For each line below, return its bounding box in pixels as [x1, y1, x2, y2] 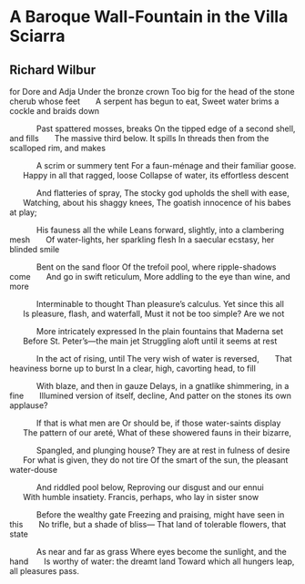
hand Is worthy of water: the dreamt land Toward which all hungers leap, [9, 556, 295, 567]
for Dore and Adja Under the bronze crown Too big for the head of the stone [9, 87, 295, 97]
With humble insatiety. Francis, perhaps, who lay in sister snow [22, 492, 259, 502]
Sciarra [9, 26, 66, 46]
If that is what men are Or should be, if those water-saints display [36, 417, 281, 428]
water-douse [9, 465, 57, 475]
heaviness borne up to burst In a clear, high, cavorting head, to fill [9, 363, 257, 374]
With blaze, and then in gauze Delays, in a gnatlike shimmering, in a [36, 381, 290, 391]
